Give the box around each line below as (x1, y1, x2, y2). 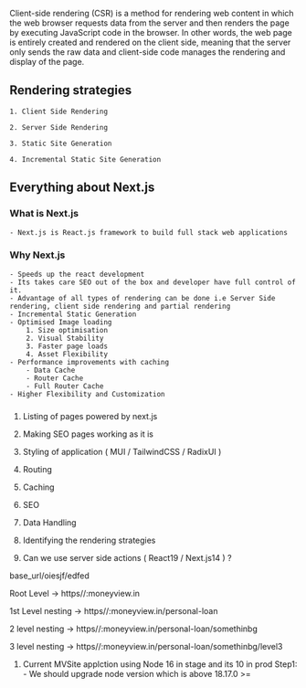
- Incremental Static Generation (9, 310, 137, 319)
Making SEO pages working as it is (22, 429, 153, 439)
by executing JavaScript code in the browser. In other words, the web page (9, 27, 292, 37)
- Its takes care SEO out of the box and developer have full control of (9, 278, 297, 287)
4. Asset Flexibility (26, 349, 108, 359)
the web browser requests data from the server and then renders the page (9, 17, 290, 28)
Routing (22, 463, 53, 474)
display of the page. (9, 57, 85, 67)
